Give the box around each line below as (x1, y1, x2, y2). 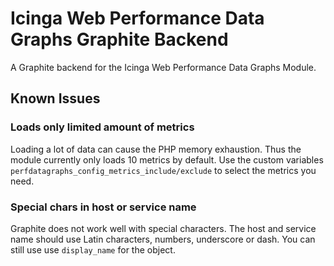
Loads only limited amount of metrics (10, 120, 195, 134)
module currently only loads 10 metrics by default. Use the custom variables (10, 153, 324, 166)
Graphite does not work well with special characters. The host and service (10, 222, 317, 234)
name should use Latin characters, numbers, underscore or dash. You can (10, 233, 316, 245)
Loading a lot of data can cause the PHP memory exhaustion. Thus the (10, 143, 302, 155)
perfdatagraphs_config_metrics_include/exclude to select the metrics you (10, 164, 317, 176)
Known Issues (10, 90, 101, 107)
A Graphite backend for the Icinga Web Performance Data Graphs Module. (10, 61, 317, 73)
